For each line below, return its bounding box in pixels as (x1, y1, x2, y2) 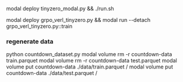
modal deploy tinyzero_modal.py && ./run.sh (6, 5, 115, 12)
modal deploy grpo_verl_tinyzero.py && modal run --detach (6, 17, 151, 23)
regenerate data (6, 37, 53, 45)
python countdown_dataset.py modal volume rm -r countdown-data (6, 51, 172, 58)
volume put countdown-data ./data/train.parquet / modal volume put (6, 63, 173, 70)
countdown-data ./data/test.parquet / (6, 70, 98, 77)
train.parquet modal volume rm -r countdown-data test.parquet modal (6, 57, 177, 64)
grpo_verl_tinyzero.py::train (6, 23, 73, 29)
